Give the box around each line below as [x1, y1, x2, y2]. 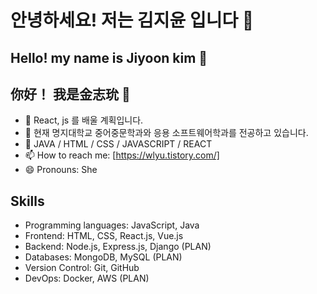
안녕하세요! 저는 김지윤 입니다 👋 [10, 9, 255, 32]
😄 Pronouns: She [24, 164, 98, 176]
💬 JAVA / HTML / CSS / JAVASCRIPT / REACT [24, 138, 213, 150]
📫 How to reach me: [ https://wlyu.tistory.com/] [24, 149, 220, 161]
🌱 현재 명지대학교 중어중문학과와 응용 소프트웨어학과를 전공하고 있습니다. [24, 127, 309, 139]
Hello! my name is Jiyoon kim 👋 [10, 49, 208, 66]
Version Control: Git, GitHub [24, 262, 140, 274]
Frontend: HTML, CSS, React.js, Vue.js [24, 230, 184, 242]
